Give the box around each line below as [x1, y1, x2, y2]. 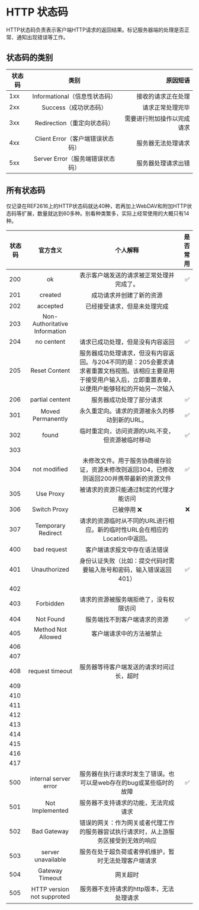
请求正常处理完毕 [142, 103, 190, 112]
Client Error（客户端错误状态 [34, 134, 114, 142]
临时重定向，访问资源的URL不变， [79, 427, 175, 435]
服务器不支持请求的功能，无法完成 [79, 798, 175, 807]
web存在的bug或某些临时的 [97, 778, 174, 787]
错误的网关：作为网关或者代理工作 [79, 819, 175, 827]
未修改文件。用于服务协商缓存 [82, 456, 166, 465]
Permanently [32, 414, 68, 423]
